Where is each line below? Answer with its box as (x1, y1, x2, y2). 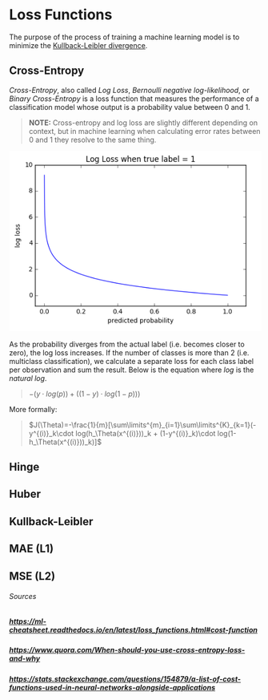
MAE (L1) (9, 542, 54, 556)
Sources (9, 592, 37, 601)
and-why (9, 653, 41, 663)
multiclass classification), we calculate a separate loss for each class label (9, 356, 254, 366)
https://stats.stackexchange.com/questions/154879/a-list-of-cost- (9, 674, 242, 683)
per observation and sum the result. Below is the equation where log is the (9, 365, 254, 374)
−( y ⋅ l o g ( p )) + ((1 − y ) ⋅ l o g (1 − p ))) (28, 389, 141, 399)
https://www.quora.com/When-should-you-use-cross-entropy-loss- (9, 645, 246, 655)
